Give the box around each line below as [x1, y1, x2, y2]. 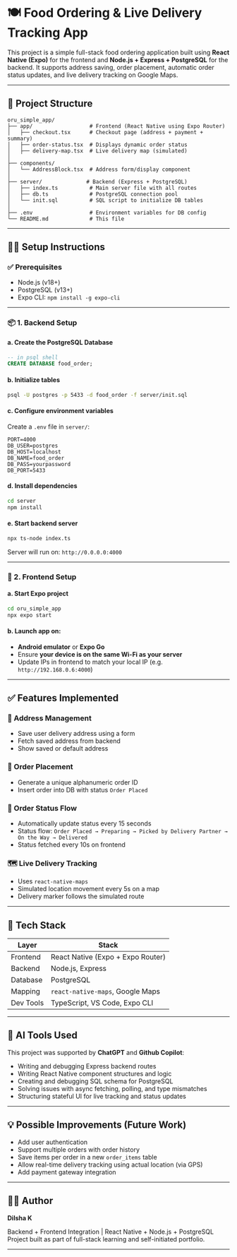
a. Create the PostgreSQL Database [7, 338, 114, 346]
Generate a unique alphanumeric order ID [17, 778, 139, 787]
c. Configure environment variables [7, 406, 114, 415]
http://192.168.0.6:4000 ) [17, 665, 93, 674]
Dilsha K [7, 1213, 32, 1222]
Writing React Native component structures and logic [17, 1069, 172, 1078]
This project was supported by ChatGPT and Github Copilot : [7, 1048, 185, 1056]
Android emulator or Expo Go [17, 643, 105, 651]
